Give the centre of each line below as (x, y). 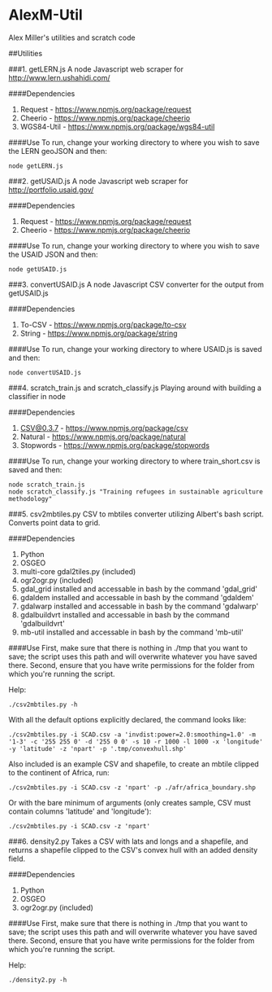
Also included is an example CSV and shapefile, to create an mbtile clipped (134, 764)
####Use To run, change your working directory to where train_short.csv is (134, 461)
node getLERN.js (36, 166)
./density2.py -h (38, 980)
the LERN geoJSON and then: (58, 151)
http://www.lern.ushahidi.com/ (60, 77)
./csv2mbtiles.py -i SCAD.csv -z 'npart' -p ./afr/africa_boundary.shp (132, 788)
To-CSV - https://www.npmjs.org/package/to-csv (103, 324)
